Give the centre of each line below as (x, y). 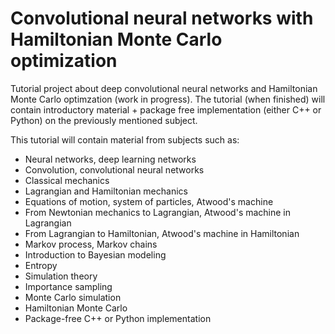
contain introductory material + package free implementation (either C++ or (166, 109)
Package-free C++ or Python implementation (118, 318)
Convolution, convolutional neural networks (114, 169)
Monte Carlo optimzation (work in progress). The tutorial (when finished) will (168, 99)
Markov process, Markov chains (91, 244)
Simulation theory (61, 276)
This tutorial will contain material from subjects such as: (125, 139)
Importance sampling (68, 286)
